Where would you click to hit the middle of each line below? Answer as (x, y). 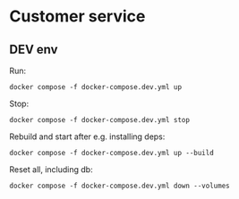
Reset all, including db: (51, 170)
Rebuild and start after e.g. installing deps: (87, 137)
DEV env (34, 50)
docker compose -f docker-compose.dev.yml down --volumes (119, 186)
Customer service (77, 17)
